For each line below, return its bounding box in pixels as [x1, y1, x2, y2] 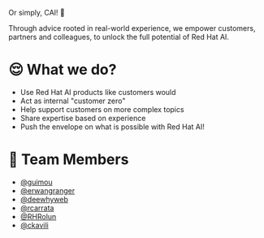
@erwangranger [19, 185, 76, 195]
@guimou [19, 177, 53, 187]
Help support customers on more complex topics [19, 104, 184, 114]
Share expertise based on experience [19, 113, 146, 123]
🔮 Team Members [8, 150, 129, 169]
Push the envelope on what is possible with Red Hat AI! [19, 122, 206, 132]
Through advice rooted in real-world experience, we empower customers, [8, 24, 256, 32]
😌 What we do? [8, 61, 117, 79]
